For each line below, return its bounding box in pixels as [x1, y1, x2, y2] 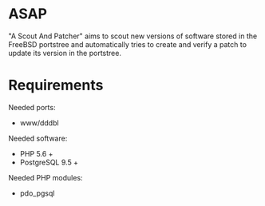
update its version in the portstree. [8, 48, 122, 57]
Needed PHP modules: [8, 172, 83, 182]
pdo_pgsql [19, 188, 55, 198]
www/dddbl [19, 117, 59, 128]
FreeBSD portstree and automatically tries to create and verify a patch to [8, 39, 247, 49]
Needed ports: [8, 102, 56, 112]
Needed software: [8, 133, 68, 143]
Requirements [8, 77, 104, 94]
